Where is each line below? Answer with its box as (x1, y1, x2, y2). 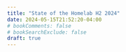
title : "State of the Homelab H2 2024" (7, 9, 121, 17)
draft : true (7, 35, 41, 42)
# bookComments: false (7, 22, 72, 29)
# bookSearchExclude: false (7, 28, 87, 36)
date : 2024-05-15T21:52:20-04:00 (7, 16, 102, 23)
